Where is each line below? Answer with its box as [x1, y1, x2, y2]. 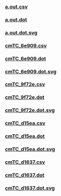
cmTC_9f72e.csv [5, 81, 46, 88]
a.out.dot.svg [5, 29, 37, 36]
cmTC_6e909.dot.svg [5, 68, 57, 75]
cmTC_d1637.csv [5, 158, 46, 165]
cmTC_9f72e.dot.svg [5, 107, 55, 114]
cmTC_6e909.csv [5, 42, 47, 49]
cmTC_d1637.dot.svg [5, 184, 55, 191]
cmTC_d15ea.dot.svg [5, 146, 55, 153]
